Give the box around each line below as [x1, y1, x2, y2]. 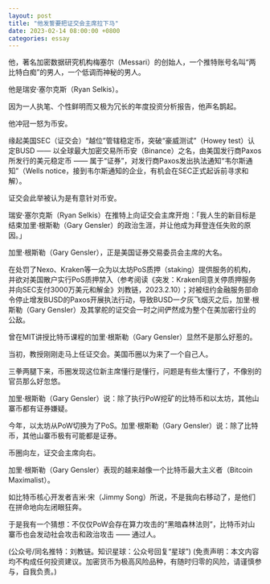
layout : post [8, 11, 52, 20]
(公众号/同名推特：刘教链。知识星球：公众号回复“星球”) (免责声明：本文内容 [8, 547, 260, 557]
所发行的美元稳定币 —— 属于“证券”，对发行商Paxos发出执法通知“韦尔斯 [8, 156, 247, 166]
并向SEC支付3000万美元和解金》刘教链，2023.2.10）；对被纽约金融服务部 [8, 285, 252, 295]
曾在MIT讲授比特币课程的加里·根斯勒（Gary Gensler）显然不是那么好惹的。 [8, 332, 257, 342]
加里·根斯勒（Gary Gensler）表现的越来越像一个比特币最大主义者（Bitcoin [8, 465, 253, 475]
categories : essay [8, 34, 70, 43]
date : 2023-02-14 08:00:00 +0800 [8, 27, 121, 35]
